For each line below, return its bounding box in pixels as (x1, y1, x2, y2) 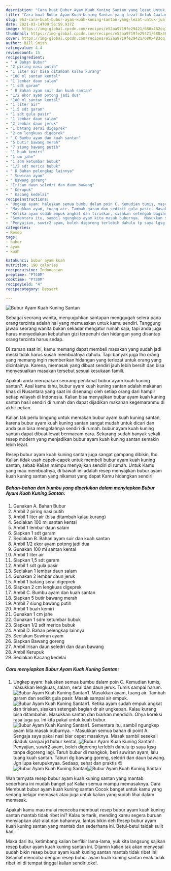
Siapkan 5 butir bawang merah (13, 595, 78, 601)
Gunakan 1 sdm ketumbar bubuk (13, 616, 81, 623)
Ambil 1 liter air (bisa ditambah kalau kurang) (13, 514, 106, 520)
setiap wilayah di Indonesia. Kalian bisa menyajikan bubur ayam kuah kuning (6, 394, 165, 400)
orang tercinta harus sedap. (6, 336, 64, 343)
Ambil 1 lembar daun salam (13, 525, 70, 531)
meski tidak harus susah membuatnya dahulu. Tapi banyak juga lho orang (6, 352, 159, 358)
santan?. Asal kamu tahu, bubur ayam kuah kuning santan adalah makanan (6, 383, 162, 389)
